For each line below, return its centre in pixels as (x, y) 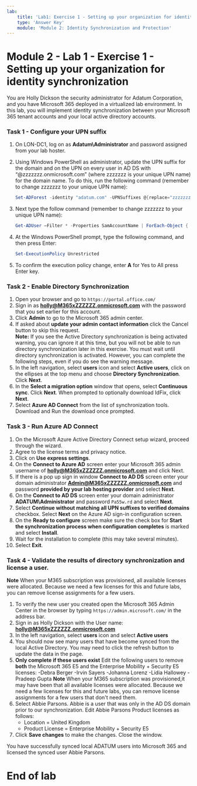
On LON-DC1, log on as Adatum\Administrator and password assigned (101, 145)
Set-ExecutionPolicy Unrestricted (57, 254)
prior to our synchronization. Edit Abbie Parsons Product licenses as (97, 710)
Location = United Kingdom (57, 722)
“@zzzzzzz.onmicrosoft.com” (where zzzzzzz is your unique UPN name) (103, 175)
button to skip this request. (47, 330)
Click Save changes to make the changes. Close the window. (89, 735)
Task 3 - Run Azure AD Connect (53, 426)
